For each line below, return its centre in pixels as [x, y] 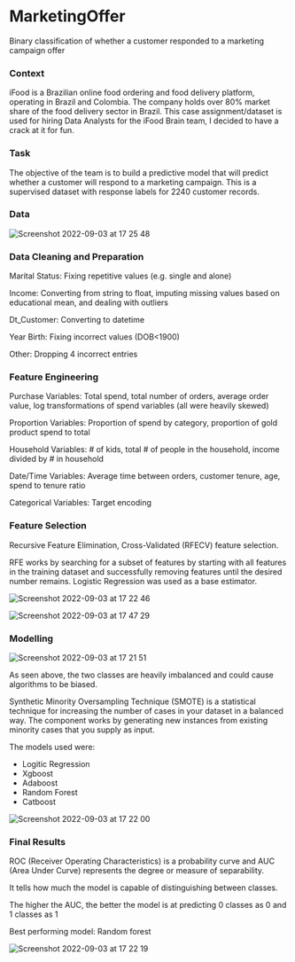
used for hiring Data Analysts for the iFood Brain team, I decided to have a [144, 121]
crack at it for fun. [42, 130]
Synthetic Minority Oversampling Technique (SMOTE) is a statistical [133, 701]
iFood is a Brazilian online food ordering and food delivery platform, [132, 93]
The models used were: [52, 747]
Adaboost [40, 783]
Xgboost [37, 774]
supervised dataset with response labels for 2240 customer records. [134, 192]
